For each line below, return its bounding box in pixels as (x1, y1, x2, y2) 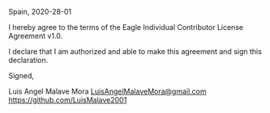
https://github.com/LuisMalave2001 (8, 95, 127, 104)
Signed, (8, 71, 34, 80)
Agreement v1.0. (8, 31, 63, 40)
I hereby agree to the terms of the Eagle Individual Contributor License (8, 23, 244, 31)
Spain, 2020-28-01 (8, 7, 72, 16)
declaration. (8, 56, 49, 65)
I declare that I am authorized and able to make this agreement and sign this (8, 47, 262, 56)
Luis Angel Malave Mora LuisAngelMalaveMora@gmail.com (8, 86, 207, 96)
